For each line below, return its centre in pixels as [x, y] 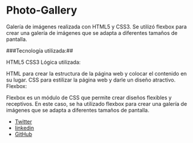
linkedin [24, 128]
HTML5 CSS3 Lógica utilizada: [44, 62]
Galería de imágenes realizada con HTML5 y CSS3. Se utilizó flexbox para [96, 27]
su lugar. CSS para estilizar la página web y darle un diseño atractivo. [91, 80]
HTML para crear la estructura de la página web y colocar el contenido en [96, 73]
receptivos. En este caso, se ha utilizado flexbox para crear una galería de [96, 103]
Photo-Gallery [42, 10]
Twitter [23, 121]
